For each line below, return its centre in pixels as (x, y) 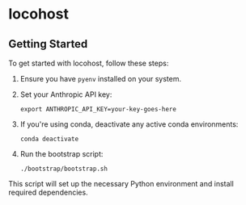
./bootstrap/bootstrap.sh (64, 169)
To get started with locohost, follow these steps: (89, 63)
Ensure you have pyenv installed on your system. (101, 79)
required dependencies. (48, 192)
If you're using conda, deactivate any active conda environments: (129, 124)
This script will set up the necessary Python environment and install (121, 184)
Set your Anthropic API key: (66, 94)
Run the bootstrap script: (61, 154)
